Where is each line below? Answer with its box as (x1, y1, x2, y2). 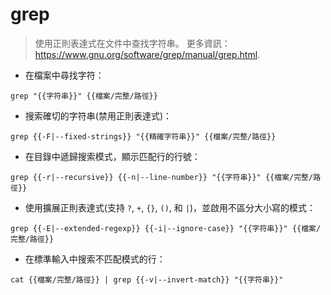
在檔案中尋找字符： (24, 69, 105, 81)
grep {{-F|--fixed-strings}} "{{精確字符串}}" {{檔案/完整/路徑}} (10, 131, 277, 142)
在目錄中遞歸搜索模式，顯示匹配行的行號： (24, 150, 201, 162)
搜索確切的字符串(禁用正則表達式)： (24, 109, 173, 122)
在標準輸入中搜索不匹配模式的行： (24, 253, 166, 265)
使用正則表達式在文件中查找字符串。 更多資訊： (34, 37, 231, 49)
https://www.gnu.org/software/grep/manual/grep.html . (34, 48, 261, 60)
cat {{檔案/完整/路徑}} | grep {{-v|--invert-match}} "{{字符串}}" (10, 274, 284, 285)
